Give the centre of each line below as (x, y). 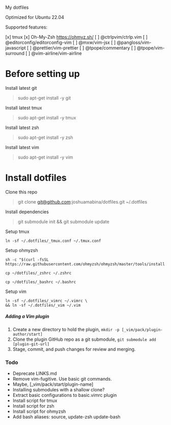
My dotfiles (17, 7)
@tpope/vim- (151, 48)
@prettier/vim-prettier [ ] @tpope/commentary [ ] (84, 48)
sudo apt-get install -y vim (45, 157)
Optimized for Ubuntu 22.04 (35, 17)
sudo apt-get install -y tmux (47, 117)
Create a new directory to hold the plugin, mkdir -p (66, 329)
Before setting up (42, 74)
